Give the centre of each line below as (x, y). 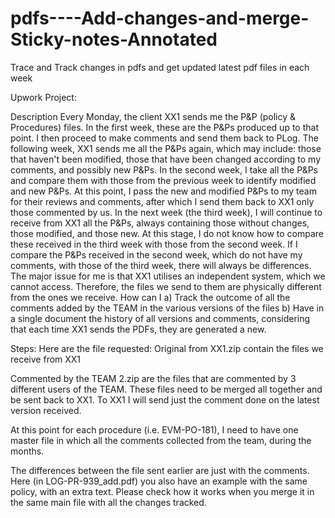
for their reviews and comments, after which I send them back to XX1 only (162, 201)
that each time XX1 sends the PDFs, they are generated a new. (138, 329)
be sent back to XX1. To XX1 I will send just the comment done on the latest (165, 399)
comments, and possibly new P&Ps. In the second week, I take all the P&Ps (164, 169)
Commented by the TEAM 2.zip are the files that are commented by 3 (153, 378)
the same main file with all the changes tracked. (108, 502)
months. (27, 451)
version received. (46, 410)
